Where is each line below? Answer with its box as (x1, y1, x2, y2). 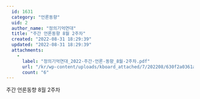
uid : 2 (11, 20, 28, 25)
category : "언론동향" (11, 14, 61, 20)
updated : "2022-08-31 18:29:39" (11, 42, 92, 48)
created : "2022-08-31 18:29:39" (11, 36, 92, 42)
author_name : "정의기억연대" (11, 25, 76, 31)
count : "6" (21, 69, 49, 75)
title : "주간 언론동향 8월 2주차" (11, 31, 86, 37)
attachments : (11, 47, 44, 53)
